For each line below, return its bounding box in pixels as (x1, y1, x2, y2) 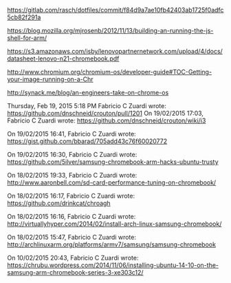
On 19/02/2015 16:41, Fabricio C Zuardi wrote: (7, 130, 136, 138)
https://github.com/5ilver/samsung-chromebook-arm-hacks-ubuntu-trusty (7, 158, 219, 166)
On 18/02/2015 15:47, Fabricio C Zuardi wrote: (7, 233, 136, 241)
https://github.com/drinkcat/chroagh (7, 199, 111, 207)
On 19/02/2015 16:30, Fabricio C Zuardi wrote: (7, 151, 137, 158)
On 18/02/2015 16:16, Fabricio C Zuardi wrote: (7, 213, 136, 220)
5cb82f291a (7, 13, 41, 21)
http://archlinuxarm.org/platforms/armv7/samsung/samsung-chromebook (7, 240, 217, 249)
